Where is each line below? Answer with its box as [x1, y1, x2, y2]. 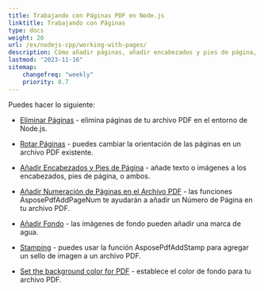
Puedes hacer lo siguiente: [8, 100, 95, 109]
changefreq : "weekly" [22, 71, 94, 78]
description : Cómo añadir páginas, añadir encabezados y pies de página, [8, 48, 258, 56]
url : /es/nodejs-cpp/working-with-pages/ [8, 41, 147, 49]
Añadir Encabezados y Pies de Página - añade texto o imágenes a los [19, 163, 247, 172]
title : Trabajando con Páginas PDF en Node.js [8, 11, 165, 20]
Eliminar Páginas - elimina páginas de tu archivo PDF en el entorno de [19, 115, 248, 124]
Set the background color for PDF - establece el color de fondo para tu [19, 266, 251, 276]
